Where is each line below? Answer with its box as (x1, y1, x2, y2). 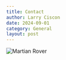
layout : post (6, 31, 39, 37)
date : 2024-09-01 (6, 20, 50, 26)
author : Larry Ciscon (6, 14, 61, 20)
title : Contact (6, 8, 44, 15)
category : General (6, 25, 52, 32)
